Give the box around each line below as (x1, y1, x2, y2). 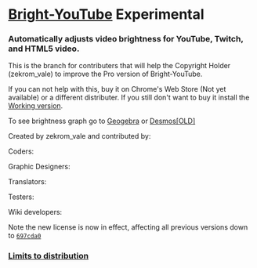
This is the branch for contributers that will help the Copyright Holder (8, 61, 231, 71)
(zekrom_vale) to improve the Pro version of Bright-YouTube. (8, 69, 203, 79)
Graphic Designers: (8, 162, 71, 172)
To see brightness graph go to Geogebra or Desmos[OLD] (8, 116, 196, 126)
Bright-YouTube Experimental (8, 5, 205, 24)
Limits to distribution (8, 251, 89, 262)
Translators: (8, 177, 47, 187)
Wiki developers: (8, 208, 63, 217)
